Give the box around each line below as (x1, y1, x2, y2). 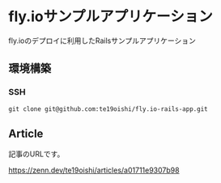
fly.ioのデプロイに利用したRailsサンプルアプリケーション (8, 36, 196, 45)
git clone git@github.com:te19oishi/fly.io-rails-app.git (8, 104, 208, 113)
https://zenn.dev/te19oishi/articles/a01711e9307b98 (8, 165, 180, 175)
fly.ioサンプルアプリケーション (8, 7, 213, 26)
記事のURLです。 (8, 149, 65, 159)
